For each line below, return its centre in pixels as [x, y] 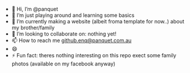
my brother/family [33, 27]
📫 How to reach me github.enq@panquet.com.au [71, 40]
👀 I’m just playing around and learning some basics [73, 15]
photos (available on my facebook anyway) [63, 64]
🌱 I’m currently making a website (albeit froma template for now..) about [98, 21]
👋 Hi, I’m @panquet [35, 9]
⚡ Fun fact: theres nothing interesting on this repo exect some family [94, 55]
